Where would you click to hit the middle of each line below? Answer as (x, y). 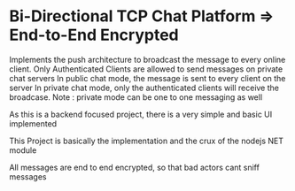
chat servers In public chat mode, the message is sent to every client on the (147, 78)
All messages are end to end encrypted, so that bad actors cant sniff (134, 167)
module (23, 150)
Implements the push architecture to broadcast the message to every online (147, 59)
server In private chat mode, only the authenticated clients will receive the (144, 88)
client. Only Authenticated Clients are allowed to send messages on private (146, 69)
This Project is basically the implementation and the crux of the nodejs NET (147, 141)
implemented (33, 123)
